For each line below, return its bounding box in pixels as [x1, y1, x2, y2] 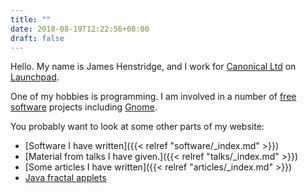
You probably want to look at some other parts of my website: [10, 121, 265, 133]
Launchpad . [10, 71, 60, 83]
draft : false [10, 33, 65, 43]
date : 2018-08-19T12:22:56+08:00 [10, 24, 150, 34]
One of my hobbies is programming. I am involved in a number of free [10, 91, 297, 103]
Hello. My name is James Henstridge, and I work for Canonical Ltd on [10, 61, 297, 73]
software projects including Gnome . [10, 101, 158, 113]
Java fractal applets [24, 172, 107, 184]
